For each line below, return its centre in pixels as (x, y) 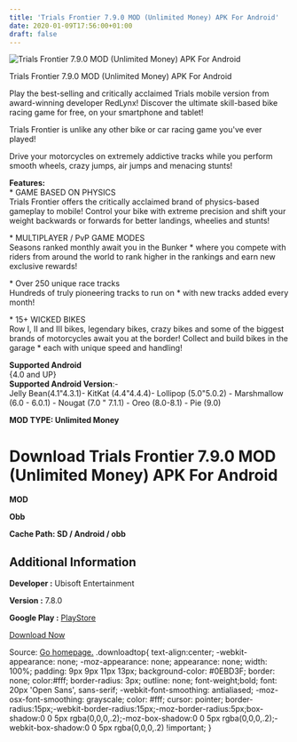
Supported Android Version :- (64, 384)
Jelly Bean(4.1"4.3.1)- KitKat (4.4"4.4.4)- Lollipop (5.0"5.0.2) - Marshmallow (146, 394)
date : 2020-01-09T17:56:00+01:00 (71, 26)
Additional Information (73, 562)
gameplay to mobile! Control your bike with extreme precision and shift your (148, 211)
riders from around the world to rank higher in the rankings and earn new (143, 257)
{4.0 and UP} (33, 375)
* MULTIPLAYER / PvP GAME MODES (77, 238)
